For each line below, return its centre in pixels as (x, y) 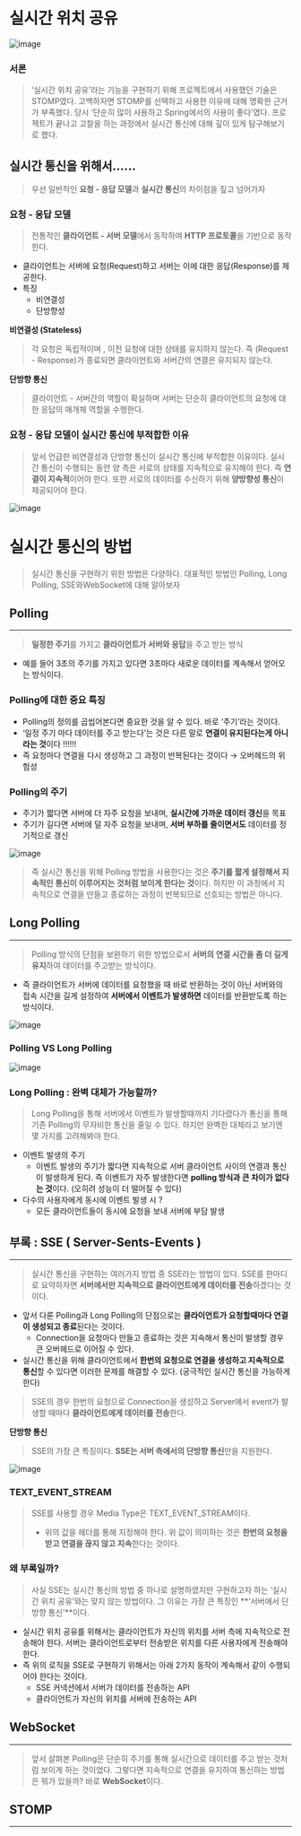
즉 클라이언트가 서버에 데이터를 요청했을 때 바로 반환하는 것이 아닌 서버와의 (153, 984)
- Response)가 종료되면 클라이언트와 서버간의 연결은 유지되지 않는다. (152, 361)
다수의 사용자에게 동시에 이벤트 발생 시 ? (92, 1200)
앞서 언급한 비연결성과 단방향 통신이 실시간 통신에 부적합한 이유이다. (150, 456)
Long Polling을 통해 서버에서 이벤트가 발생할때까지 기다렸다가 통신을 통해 (159, 1114)
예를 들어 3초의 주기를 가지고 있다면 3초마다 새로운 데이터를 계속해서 (142, 664)
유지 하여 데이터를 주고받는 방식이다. (94, 965)
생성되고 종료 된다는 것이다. (78, 1327)
